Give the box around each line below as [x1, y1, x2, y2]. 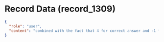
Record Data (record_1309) [4, 3, 116, 14]
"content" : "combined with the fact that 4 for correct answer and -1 [9, 28, 156, 33]
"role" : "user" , [9, 24, 42, 28]
